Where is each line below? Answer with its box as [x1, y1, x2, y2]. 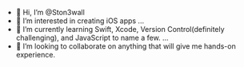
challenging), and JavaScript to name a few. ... [15, 33, 170, 42]
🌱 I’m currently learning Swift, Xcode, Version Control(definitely [15, 25, 226, 33]
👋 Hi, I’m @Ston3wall [15, 8, 86, 17]
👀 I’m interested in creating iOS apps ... [15, 16, 145, 26]
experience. [15, 50, 56, 59]
